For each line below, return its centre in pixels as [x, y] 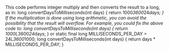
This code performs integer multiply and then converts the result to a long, [83, 7]
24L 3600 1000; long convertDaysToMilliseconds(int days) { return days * [80, 39]
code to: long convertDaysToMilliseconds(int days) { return [67, 28]
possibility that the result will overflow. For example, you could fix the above [84, 23]
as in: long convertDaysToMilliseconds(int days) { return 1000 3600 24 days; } [84, 12]
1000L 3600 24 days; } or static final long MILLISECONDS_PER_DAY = [76, 34]
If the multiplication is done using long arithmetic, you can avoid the [76, 18]
